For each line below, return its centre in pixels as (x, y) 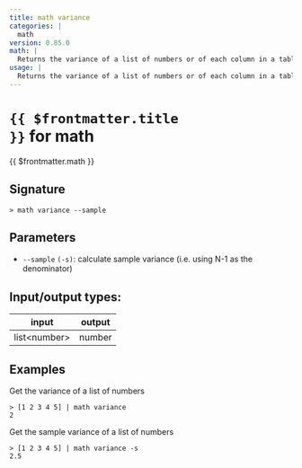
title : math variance (50, 18)
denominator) (48, 269)
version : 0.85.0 (40, 43)
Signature (37, 190)
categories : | (36, 26)
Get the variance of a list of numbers (77, 391)
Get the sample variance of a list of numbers (92, 431)
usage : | (26, 68)
